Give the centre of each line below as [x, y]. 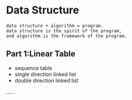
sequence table [33, 68]
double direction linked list [46, 80]
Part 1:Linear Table [41, 54]
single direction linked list [45, 74]
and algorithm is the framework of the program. [67, 36]
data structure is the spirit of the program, [64, 31]
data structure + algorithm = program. [55, 26]
